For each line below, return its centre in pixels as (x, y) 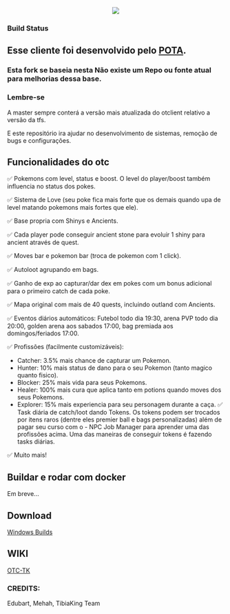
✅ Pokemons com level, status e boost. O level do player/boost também (109, 179)
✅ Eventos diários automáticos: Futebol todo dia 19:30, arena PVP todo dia (113, 318)
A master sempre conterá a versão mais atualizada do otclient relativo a (109, 112)
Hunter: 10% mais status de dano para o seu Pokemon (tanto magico (115, 368)
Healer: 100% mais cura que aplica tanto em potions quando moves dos (119, 390)
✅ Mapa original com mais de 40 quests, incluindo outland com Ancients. (111, 305)
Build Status (28, 28)
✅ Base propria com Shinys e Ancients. (63, 221)
